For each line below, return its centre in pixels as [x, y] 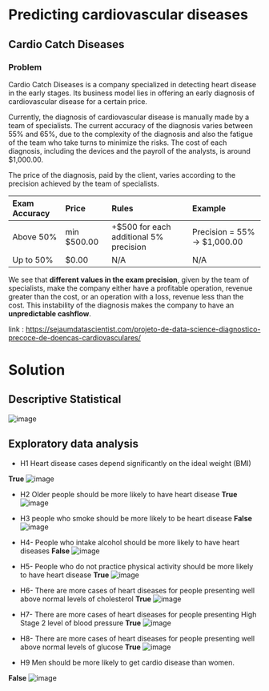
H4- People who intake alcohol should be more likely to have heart [130, 542]
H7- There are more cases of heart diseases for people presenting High [138, 614]
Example [209, 208]
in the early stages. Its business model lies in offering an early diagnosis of [131, 93]
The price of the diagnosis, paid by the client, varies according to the [122, 175]
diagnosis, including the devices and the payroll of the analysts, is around [129, 151]
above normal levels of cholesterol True [86, 599]
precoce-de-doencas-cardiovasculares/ [75, 337]
